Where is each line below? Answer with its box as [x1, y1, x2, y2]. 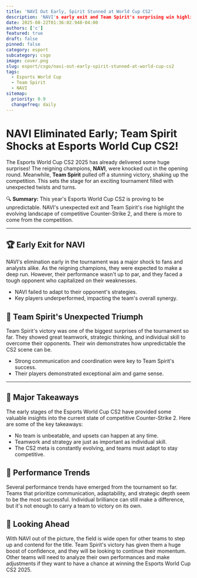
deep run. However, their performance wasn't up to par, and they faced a [6, 271, 183, 278]
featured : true [6, 31, 43, 36]
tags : [6, 69, 19, 75]
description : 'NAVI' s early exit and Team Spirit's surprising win [6, 14, 175, 20]
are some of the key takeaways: [6, 420, 83, 427]
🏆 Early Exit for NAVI [6, 239, 85, 250]
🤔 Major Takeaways [6, 392, 79, 403]
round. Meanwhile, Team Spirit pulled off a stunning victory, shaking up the [6, 171, 189, 178]
